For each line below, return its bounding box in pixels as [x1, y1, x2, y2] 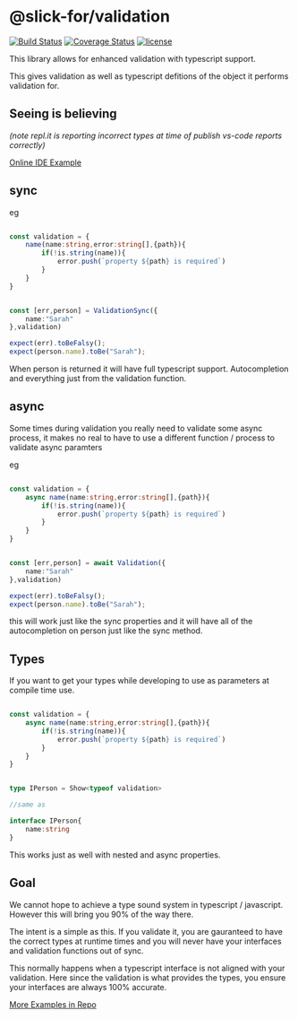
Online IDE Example [9, 157, 82, 168]
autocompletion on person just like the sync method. [9, 625, 203, 636]
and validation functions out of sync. [9, 945, 145, 956]
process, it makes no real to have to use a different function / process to [9, 432, 276, 443]
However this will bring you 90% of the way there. [9, 909, 194, 919]
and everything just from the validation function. [9, 373, 187, 384]
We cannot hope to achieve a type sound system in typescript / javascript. [9, 899, 284, 910]
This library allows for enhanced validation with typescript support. [9, 53, 257, 64]
